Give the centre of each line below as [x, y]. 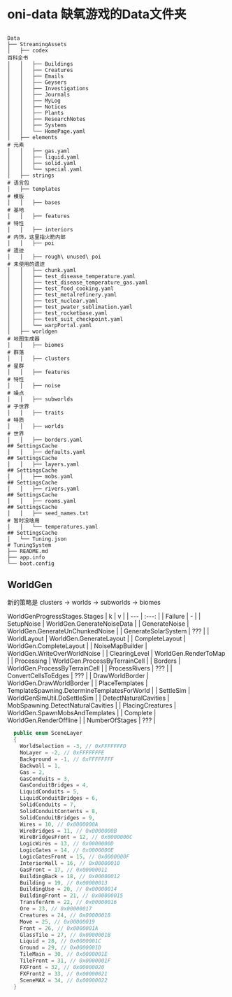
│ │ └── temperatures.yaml [53, 526]
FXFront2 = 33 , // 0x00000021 [64, 974]
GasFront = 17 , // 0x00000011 [64, 870]
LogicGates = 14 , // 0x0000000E [67, 850]
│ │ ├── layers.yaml [43, 464]
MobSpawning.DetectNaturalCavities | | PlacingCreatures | [92, 705]
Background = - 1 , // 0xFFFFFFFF [67, 759]
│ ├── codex [28, 50]
